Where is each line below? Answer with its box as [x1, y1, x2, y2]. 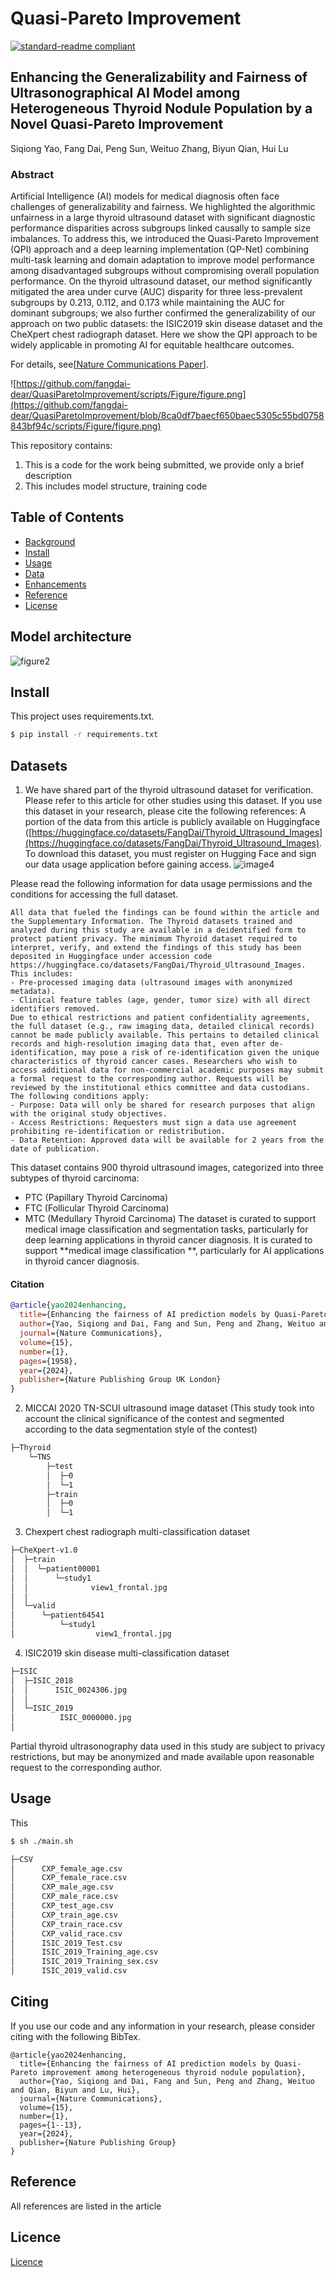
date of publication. [10, 1144, 101, 1154]
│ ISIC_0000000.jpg [10, 1713, 132, 1723]
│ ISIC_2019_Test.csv [10, 1938, 123, 1948]
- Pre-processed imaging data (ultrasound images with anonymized [10, 978, 293, 988]
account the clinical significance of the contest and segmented [24, 1413, 285, 1425]
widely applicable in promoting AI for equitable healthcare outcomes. [10, 339, 295, 351]
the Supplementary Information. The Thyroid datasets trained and [10, 917, 293, 927]
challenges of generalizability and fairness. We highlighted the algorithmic [10, 201, 316, 213]
